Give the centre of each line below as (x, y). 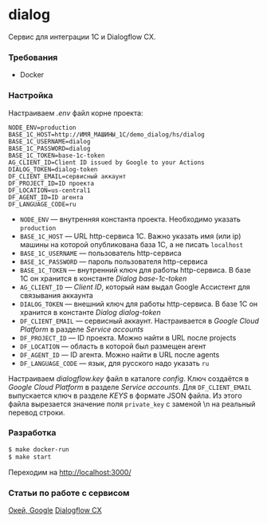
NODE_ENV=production (43, 128)
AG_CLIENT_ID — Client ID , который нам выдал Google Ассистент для (135, 287)
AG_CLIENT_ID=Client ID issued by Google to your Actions (106, 162)
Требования (33, 57)
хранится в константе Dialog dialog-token (90, 312)
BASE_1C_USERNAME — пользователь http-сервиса (100, 253)
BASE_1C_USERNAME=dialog (49, 141)
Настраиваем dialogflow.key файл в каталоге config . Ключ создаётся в (129, 378)
